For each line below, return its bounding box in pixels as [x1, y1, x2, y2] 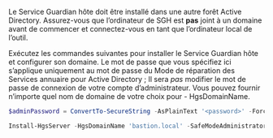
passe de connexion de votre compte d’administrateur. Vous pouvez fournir [8, 83, 261, 93]
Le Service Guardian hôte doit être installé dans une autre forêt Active [8, 7, 242, 16]
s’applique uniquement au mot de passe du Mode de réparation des [8, 66, 236, 75]
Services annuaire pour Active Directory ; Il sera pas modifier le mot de [8, 75, 246, 84]
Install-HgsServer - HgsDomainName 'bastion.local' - [8, 122, 191, 130]
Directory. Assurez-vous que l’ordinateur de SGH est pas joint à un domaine [8, 15, 262, 25]
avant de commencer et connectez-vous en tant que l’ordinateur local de [8, 24, 253, 33]
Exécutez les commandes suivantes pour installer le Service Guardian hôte [8, 49, 258, 58]
